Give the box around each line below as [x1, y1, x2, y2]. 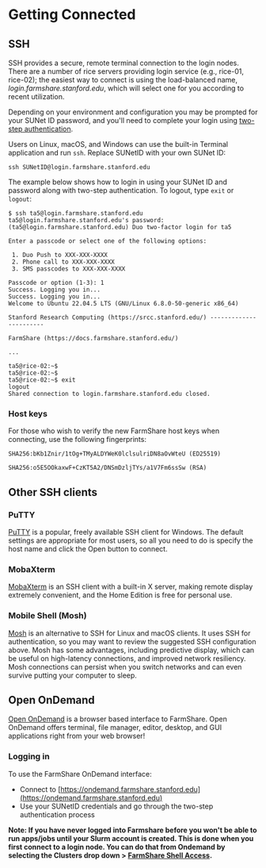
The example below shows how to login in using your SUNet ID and [8, 177, 227, 186]
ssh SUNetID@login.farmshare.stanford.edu [8, 163, 150, 171]
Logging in [8, 751, 50, 762]
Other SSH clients [8, 486, 97, 499]
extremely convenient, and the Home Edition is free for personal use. [8, 590, 233, 600]
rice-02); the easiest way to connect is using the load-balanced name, [8, 75, 237, 84]
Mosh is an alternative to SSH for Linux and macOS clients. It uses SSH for [8, 628, 251, 638]
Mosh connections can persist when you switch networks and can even [8, 662, 242, 671]
